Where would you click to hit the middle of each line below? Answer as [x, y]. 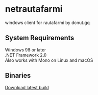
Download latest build [27, 87]
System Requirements [40, 38]
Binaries [18, 76]
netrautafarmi [34, 9]
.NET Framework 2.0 [26, 55]
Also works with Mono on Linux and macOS [49, 60]
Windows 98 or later [25, 49]
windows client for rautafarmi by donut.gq [47, 23]
